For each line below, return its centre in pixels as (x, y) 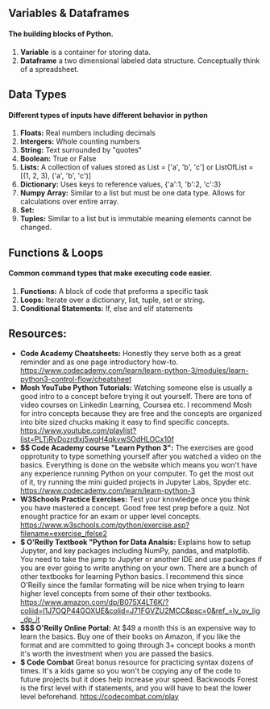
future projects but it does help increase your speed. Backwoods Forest (139, 679)
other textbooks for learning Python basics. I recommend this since (132, 576)
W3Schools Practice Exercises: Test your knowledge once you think (135, 499)
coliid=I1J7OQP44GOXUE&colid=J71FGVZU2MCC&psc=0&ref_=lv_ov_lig (140, 610)
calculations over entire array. (69, 202)
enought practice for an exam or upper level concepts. (110, 516)
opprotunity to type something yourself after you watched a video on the (141, 456)
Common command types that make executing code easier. (110, 273)
